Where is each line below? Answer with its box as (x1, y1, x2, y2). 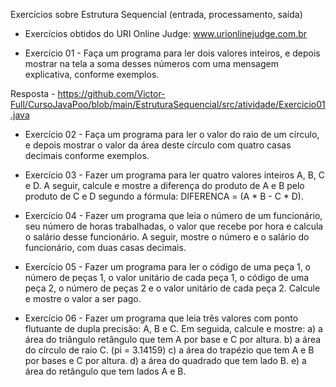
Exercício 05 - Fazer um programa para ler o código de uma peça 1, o (24, 261, 311, 273)
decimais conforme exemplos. (24, 150, 150, 161)
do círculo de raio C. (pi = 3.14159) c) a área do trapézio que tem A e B (24, 344, 315, 356)
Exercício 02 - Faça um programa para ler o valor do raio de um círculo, (24, 129, 320, 140)
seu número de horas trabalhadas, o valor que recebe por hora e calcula (24, 220, 324, 232)
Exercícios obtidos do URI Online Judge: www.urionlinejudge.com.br (24, 28, 308, 39)
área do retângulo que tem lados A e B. (24, 365, 187, 377)
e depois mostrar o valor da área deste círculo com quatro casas (24, 139, 292, 151)
